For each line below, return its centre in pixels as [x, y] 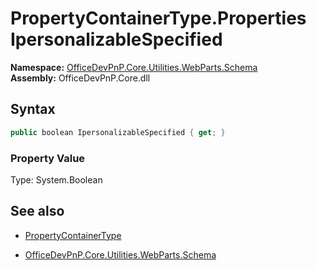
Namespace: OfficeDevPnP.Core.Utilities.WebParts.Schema [134, 67]
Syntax [33, 109]
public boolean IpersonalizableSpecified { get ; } [118, 132]
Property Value [48, 158]
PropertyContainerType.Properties [158, 18]
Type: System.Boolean [56, 179]
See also [37, 211]
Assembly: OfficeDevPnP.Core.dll [80, 78]
